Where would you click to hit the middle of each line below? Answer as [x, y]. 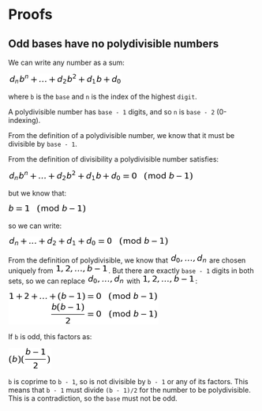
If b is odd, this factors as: [50, 336]
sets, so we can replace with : [103, 281]
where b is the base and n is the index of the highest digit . [103, 97]
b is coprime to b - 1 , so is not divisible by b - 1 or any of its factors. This [128, 381]
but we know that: [37, 193]
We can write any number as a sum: [66, 62]
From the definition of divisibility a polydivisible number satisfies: [114, 159]
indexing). [24, 120]
